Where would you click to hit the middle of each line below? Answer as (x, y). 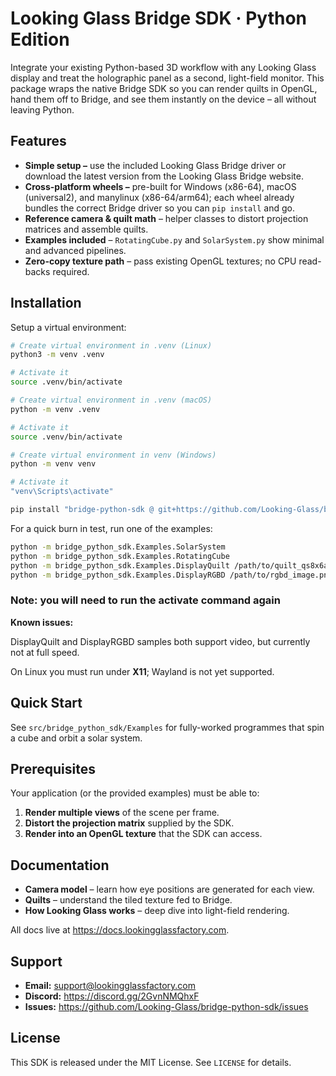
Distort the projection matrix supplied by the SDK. (129, 823)
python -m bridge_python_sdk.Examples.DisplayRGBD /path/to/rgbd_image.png (171, 575)
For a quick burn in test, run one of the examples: (111, 528)
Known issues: (42, 622)
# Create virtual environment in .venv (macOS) (111, 400)
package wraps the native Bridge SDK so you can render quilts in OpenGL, (164, 88)
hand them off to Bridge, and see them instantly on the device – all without (163, 99)
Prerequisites (53, 768)
